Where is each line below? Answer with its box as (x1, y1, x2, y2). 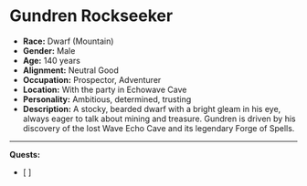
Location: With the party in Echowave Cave (22, 84, 187, 95)
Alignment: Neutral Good (22, 65, 119, 76)
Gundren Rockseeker (9, 5, 174, 26)
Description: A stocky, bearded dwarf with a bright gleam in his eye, (22, 103, 281, 114)
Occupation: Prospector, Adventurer (22, 74, 162, 85)
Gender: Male (22, 45, 76, 56)
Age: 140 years (22, 55, 80, 66)
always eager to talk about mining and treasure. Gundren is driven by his (22, 113, 296, 124)
